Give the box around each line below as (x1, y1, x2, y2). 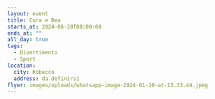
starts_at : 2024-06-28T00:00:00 (7, 23, 102, 30)
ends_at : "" (7, 29, 42, 37)
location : (7, 62, 36, 69)
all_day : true (7, 36, 49, 43)
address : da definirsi (13, 75, 80, 82)
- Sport (13, 56, 36, 63)
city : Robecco (13, 68, 55, 75)
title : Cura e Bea (7, 17, 61, 24)
